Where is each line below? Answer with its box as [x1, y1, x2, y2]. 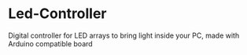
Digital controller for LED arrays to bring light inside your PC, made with [8, 31, 240, 40]
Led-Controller [8, 5, 107, 23]
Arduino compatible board [8, 38, 93, 48]
